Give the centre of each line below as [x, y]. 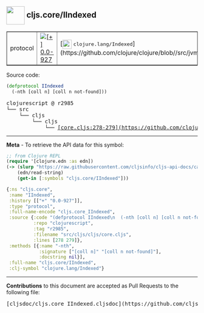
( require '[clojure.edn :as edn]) [50, 162]
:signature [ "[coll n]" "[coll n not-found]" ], [100, 252]
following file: [23, 292]
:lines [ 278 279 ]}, [58, 240]
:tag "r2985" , [51, 229]
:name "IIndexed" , [32, 195]
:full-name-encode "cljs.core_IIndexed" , [62, 212]
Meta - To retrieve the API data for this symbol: [65, 145]
